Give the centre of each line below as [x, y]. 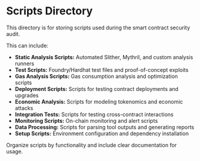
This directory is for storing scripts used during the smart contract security [98, 28]
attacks [24, 108]
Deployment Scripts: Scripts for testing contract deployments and [97, 89]
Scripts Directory [50, 11]
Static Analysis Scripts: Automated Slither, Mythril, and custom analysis [104, 57]
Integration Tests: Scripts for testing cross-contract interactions [94, 114]
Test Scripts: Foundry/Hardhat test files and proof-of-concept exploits [102, 69]
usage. [15, 151]
